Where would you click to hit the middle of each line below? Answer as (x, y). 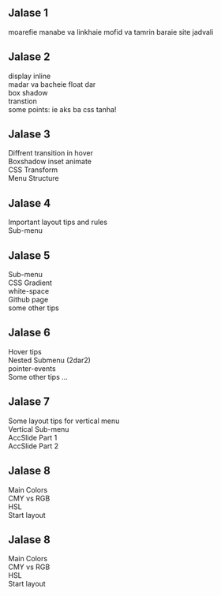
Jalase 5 (29, 255)
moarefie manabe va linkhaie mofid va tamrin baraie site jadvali (111, 32)
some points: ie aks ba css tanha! (62, 109)
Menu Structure (34, 178)
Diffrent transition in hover (51, 153)
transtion (23, 101)
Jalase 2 (29, 57)
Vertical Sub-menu (39, 429)
